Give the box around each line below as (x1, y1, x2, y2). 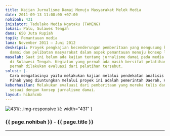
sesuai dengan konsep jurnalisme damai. (10, 87, 96, 93)
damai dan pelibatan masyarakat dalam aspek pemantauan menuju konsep (10, 50, 162, 55)
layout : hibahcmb (5, 92, 42, 97)
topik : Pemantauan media (5, 36, 58, 41)
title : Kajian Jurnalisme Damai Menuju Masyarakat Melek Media (5, 7, 142, 13)
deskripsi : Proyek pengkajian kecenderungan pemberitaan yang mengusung (5, 45, 162, 50)
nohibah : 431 (5, 17, 33, 22)
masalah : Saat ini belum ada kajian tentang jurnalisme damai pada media (5, 54, 164, 60)
